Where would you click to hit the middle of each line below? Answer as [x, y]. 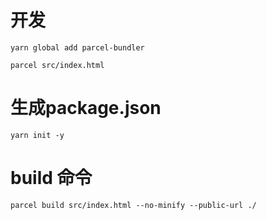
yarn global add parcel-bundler [77, 47]
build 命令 [51, 178]
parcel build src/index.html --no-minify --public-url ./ [133, 205]
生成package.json [86, 108]
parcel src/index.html [57, 65]
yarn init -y [37, 135]
